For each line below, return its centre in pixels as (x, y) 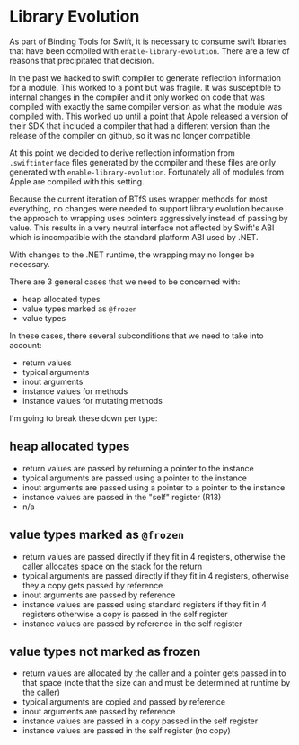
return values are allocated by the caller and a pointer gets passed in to (154, 673)
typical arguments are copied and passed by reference (124, 702)
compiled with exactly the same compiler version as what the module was (146, 106)
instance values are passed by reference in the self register (132, 624)
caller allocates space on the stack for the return (112, 566)
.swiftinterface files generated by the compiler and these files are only (143, 162)
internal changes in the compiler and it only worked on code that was (137, 97)
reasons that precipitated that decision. (82, 60)
